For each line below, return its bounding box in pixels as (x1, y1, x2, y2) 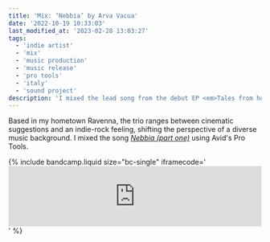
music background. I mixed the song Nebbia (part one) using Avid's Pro (8, 133, 246, 143)
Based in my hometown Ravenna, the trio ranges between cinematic (8, 116, 234, 125)
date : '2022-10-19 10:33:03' (8, 19, 106, 27)
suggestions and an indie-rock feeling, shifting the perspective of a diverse (8, 125, 257, 134)
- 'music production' (15, 57, 88, 65)
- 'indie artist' (15, 42, 74, 50)
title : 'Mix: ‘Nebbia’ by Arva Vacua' (8, 11, 138, 20)
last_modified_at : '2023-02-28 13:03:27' (8, 27, 149, 35)
